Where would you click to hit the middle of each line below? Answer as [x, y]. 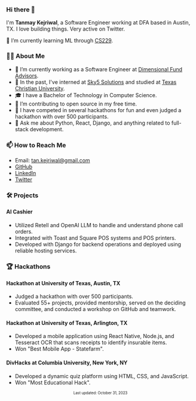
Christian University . [40, 88]
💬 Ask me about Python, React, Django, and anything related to [92, 123]
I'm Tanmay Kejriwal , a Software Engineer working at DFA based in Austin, [98, 23]
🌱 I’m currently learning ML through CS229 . [60, 41]
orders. [24, 232]
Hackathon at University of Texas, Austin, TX [63, 283]
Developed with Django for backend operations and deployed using [98, 245]
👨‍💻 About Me [25, 56]
